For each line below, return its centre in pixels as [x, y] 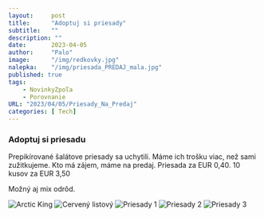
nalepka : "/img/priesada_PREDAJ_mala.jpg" [85, 68]
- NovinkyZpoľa [48, 89]
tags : [17, 82]
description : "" [35, 38]
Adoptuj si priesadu [47, 139]
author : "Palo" [41, 52]
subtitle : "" [33, 30]
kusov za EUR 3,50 [39, 174]
